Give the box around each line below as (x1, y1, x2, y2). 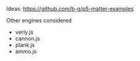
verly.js (15, 28, 33, 36)
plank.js (15, 42, 35, 48)
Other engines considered (6, 17, 72, 24)
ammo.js (15, 48, 37, 55)
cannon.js (15, 35, 40, 42)
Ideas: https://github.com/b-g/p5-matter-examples (6, 5, 134, 12)
